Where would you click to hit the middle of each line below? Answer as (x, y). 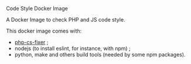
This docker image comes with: (44, 31)
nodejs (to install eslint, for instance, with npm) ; (72, 48)
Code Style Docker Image (37, 8)
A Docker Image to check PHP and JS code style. (66, 19)
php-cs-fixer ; (31, 42)
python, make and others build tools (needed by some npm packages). (100, 54)
